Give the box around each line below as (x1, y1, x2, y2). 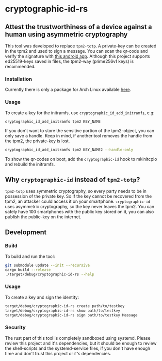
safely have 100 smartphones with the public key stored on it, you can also (5, 209, 154, 215)
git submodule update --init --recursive (5, 263, 90, 268)
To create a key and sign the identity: (5, 294, 79, 300)
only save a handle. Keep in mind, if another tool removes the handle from (5, 133, 153, 139)
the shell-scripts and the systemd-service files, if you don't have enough (5, 345, 150, 351)
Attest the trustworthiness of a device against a (5, 23, 152, 31)
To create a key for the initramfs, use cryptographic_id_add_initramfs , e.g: (5, 110, 155, 116)
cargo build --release (5, 267, 51, 272)
